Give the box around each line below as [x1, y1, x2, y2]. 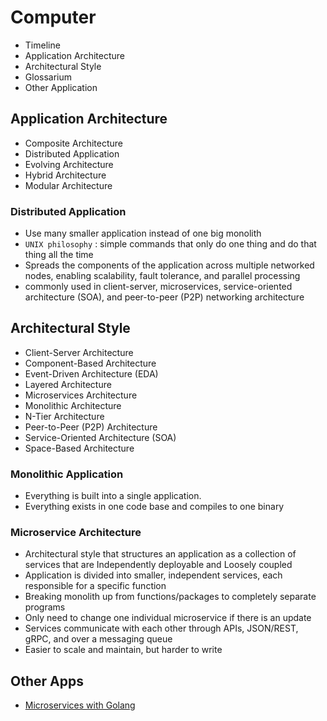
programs [24, 601, 66, 613]
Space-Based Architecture [24, 442, 135, 454]
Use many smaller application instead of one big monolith [24, 227, 262, 240]
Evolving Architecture [24, 158, 114, 170]
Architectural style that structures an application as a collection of [24, 548, 297, 560]
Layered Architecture [24, 378, 112, 390]
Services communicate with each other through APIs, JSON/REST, [24, 622, 299, 635]
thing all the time [24, 249, 94, 261]
